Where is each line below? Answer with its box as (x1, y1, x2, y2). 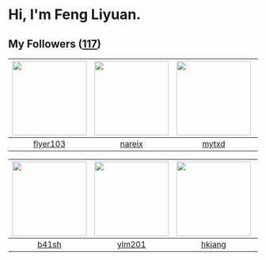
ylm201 (116, 239, 146, 250)
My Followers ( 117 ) (8, 37, 101, 51)
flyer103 (32, 139, 66, 149)
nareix (120, 139, 144, 149)
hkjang (200, 239, 227, 250)
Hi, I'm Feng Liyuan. (8, 6, 141, 24)
